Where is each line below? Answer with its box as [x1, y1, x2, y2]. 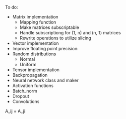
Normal [19, 56, 35, 62]
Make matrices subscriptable [19, 24, 79, 30]
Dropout [12, 93, 30, 99]
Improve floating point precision [12, 46, 78, 51]
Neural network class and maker [12, 77, 79, 83]
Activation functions [12, 83, 54, 89]
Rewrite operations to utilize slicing [19, 35, 92, 41]
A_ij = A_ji [5, 108, 26, 114]
